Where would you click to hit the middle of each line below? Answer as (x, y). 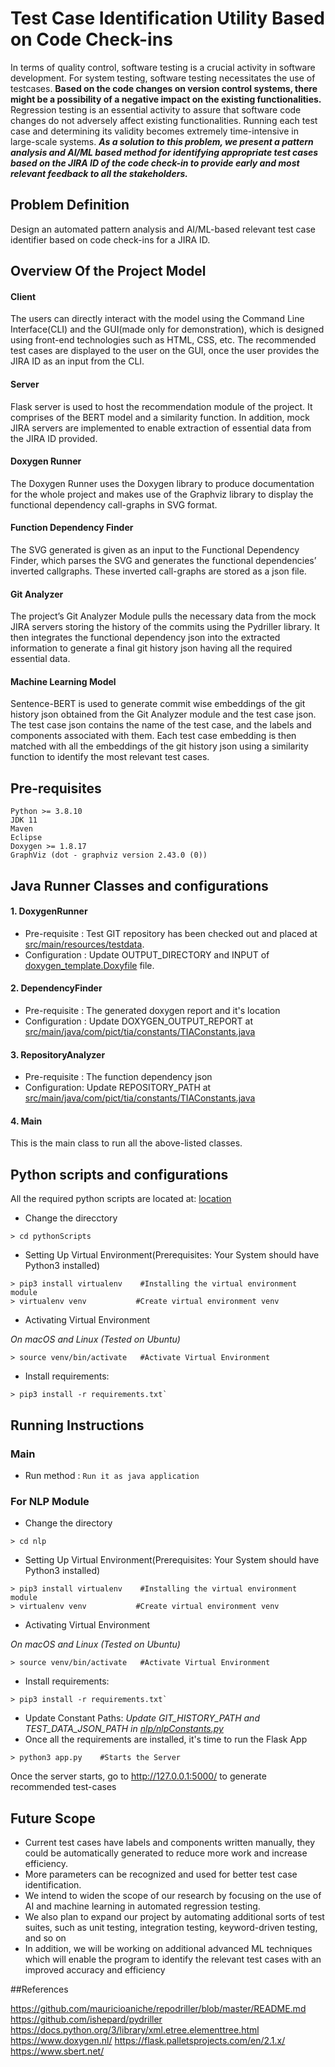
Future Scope (53, 1818)
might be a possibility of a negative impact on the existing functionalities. (166, 99)
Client (23, 296)
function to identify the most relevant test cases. (110, 757)
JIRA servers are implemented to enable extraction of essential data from (161, 428)
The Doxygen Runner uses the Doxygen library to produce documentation (162, 483)
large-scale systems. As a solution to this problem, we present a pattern (162, 141)
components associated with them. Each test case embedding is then (153, 736)
